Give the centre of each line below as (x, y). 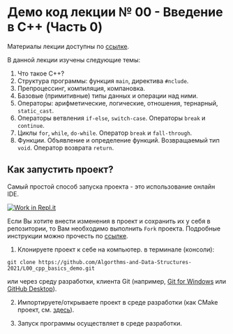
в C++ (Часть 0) (55, 27)
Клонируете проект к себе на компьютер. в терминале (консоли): (116, 249)
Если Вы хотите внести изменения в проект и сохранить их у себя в (109, 221)
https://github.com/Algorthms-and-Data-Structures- (115, 262)
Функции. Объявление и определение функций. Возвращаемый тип (118, 140)
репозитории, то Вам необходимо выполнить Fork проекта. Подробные (114, 228)
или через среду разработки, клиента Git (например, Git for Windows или (117, 281)
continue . (31, 125)
